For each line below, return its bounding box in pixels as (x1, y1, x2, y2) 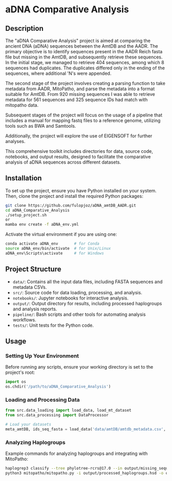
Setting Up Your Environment (5, 352, 79, 359)
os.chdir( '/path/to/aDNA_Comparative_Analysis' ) (5, 384, 111, 389)
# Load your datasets (5, 422, 52, 427)
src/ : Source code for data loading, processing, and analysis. (12, 289, 142, 295)
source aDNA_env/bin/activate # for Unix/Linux (5, 246, 111, 251)
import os (5, 379, 27, 385)
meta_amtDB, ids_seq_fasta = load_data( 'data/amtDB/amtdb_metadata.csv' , (5, 427, 166, 432)
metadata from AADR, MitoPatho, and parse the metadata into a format (5, 86, 155, 92)
